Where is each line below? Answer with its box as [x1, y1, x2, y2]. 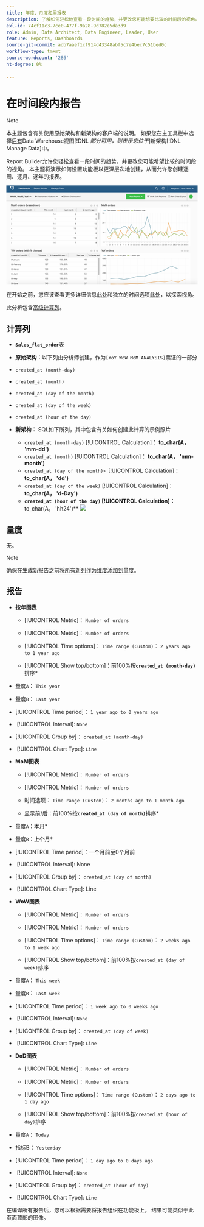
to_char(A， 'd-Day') [24, 490, 78, 497]
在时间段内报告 [6, 96, 81, 110]
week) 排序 [24, 963, 49, 971]
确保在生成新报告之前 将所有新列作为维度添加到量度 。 [6, 567, 140, 574]
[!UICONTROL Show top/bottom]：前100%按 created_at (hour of [24, 1110, 188, 1117]
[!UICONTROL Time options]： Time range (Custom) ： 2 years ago [24, 642, 191, 649]
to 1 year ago [24, 650, 60, 656]
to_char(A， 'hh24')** [24, 505, 79, 512]
